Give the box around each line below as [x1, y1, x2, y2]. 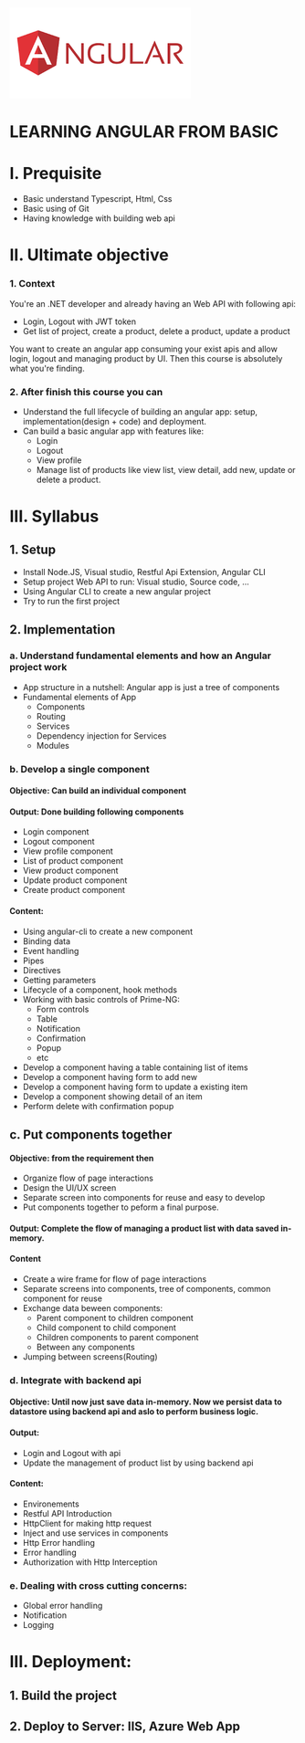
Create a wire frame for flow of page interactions [22, 1273, 207, 1285]
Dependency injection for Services [36, 730, 167, 741]
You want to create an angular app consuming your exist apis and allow [9, 343, 279, 354]
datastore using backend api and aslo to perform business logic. [9, 1406, 258, 1417]
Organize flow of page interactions [22, 1172, 153, 1184]
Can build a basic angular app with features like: [22, 425, 205, 436]
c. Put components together [9, 1127, 173, 1142]
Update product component [22, 875, 128, 886]
